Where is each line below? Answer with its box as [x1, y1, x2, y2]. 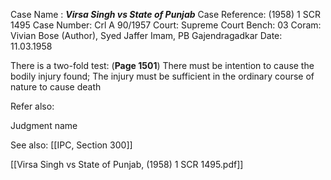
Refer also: [10, 100, 55, 112]
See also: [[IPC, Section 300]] [10, 139, 133, 151]
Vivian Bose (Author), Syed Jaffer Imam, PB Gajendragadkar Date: [10, 30, 283, 41]
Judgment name [10, 120, 78, 131]
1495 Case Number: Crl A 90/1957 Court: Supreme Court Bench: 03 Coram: [10, 19, 322, 31]
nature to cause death [10, 81, 102, 93]
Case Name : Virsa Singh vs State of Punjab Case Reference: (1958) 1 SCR [10, 9, 321, 20]
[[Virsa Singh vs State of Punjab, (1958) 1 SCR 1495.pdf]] [10, 159, 244, 170]
